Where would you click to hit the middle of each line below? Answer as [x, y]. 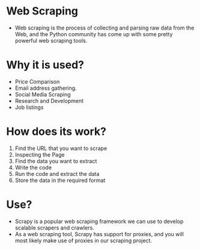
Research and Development [49, 101]
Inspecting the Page [40, 154]
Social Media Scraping [43, 94]
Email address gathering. [46, 88]
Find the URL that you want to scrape [61, 148]
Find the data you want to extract [56, 161]
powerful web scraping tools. [51, 40]
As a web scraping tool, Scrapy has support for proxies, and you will [99, 234]
